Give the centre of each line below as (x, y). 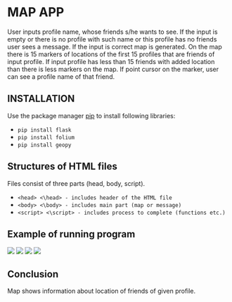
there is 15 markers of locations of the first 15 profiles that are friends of (111, 54)
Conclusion (33, 274)
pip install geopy (44, 145)
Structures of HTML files (62, 166)
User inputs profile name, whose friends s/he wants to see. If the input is (112, 32)
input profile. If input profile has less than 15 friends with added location (111, 61)
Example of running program (71, 234)
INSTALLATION (41, 99)
